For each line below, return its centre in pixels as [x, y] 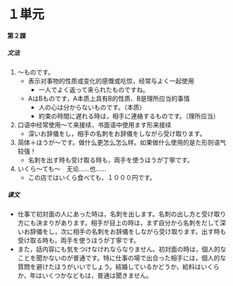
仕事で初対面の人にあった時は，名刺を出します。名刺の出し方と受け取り [122, 214]
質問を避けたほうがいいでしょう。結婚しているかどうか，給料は [109, 266]
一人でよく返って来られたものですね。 [94, 89]
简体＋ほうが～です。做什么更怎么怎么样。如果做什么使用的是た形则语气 [122, 142]
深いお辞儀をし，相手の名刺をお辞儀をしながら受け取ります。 [117, 134]
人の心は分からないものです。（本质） [92, 107]
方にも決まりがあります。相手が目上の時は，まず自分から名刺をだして [118, 223]
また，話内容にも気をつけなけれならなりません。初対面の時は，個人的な [122, 249]
